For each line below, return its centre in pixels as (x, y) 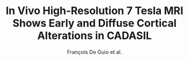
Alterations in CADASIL (95, 36)
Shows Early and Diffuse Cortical (95, 23)
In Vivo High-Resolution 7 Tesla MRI (95, 11)
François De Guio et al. (95, 52)
